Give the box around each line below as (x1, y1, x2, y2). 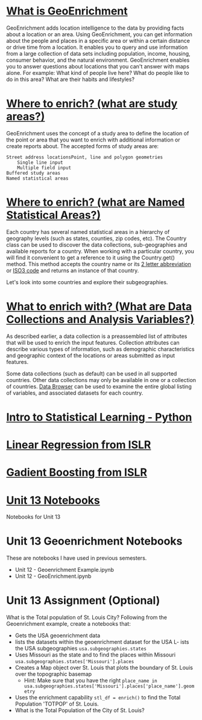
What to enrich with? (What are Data (6, 300, 192, 313)
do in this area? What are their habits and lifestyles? (6, 76, 134, 83)
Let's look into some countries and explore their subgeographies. (6, 278, 168, 285)
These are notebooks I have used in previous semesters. (6, 554, 147, 562)
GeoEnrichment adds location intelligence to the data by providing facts (6, 24, 185, 31)
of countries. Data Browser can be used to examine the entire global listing (6, 383, 192, 390)
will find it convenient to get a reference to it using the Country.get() (6, 254, 175, 261)
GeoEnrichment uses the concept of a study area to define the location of (6, 129, 189, 137)
